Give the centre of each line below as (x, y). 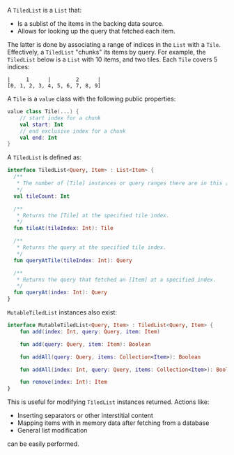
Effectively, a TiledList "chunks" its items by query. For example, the (107, 52)
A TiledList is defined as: (45, 157)
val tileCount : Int (42, 196)
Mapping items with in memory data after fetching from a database (113, 423)
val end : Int (39, 138)
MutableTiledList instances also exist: (62, 312)
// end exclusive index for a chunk (73, 131)
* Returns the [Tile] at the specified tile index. (93, 215)
